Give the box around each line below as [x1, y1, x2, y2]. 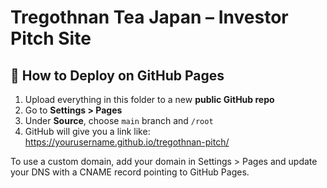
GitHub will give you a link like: [24, 126, 151, 137]
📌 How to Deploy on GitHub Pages [10, 67, 225, 84]
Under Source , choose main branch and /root [24, 115, 214, 126]
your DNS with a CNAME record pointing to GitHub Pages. [10, 166, 250, 178]
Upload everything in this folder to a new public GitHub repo [24, 94, 275, 105]
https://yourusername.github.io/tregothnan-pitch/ [24, 136, 230, 148]
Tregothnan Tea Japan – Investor [10, 6, 289, 29]
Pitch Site [10, 27, 92, 50]
